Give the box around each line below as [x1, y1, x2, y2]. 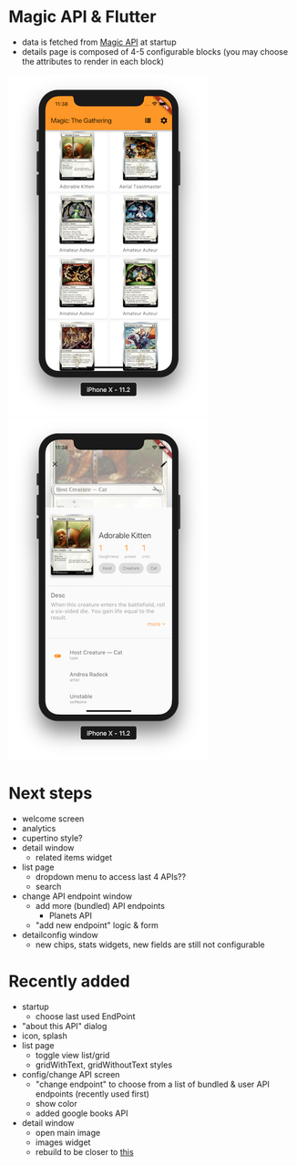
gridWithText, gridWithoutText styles [35, 1059, 173, 1070]
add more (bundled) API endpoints [35, 900, 166, 911]
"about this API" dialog [21, 1020, 108, 1031]
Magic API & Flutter [8, 6, 157, 27]
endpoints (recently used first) [35, 1088, 149, 1099]
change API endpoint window [21, 891, 133, 902]
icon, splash [21, 1030, 67, 1041]
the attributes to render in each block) [21, 56, 165, 67]
